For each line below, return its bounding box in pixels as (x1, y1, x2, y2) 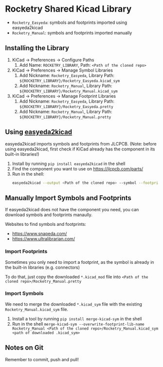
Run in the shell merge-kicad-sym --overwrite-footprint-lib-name (12, 321, 145, 327)
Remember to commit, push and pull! (5, 356, 79, 362)
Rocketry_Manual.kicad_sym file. (5, 306, 69, 312)
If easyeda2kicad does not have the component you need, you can (5, 207, 139, 213)
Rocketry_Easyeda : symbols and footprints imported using (12, 19, 127, 25)
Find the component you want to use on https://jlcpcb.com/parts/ (12, 165, 144, 171)
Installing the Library (5, 44, 70, 52)
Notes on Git (5, 344, 44, 352)
